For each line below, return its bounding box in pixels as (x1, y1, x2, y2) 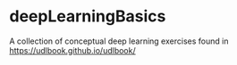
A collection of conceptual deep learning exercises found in (9, 36, 229, 46)
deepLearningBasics (9, 6, 166, 27)
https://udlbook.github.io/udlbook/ (9, 45, 136, 55)
